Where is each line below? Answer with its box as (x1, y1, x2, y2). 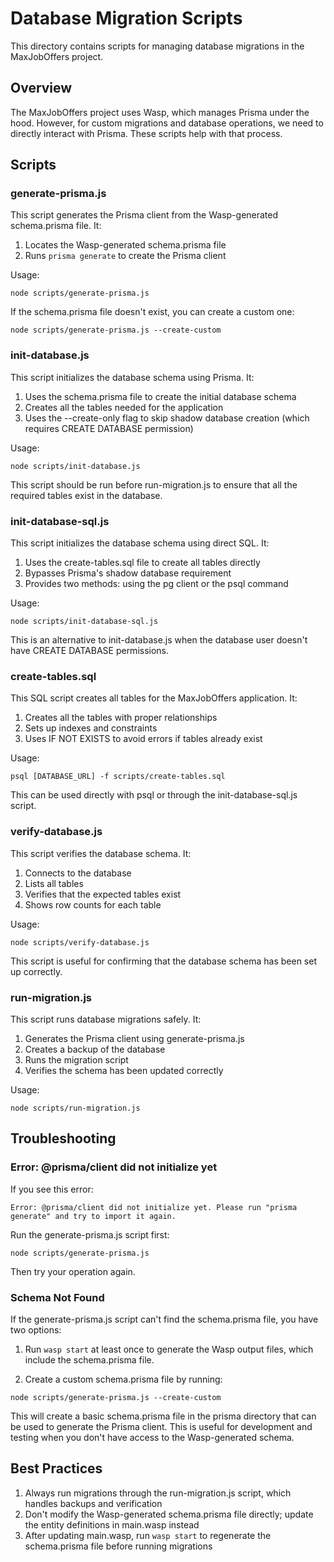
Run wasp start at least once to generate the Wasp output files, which (24, 1343, 314, 1355)
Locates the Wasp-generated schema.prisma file (24, 239, 227, 251)
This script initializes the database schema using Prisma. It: (10, 371, 255, 383)
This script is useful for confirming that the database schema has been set (10, 955, 317, 967)
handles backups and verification (24, 1497, 163, 1509)
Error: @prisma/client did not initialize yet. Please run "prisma (10, 1202, 298, 1212)
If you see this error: (10, 1183, 94, 1195)
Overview (10, 80, 73, 97)
